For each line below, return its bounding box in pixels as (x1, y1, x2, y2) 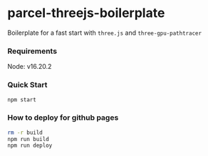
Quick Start (7, 80, 48, 90)
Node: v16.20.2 (7, 62, 52, 71)
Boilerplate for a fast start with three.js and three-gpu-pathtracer (7, 28, 202, 37)
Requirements (7, 46, 58, 56)
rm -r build (7, 129, 43, 136)
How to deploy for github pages (7, 113, 119, 123)
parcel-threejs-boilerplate (7, 5, 165, 21)
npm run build (7, 135, 50, 143)
